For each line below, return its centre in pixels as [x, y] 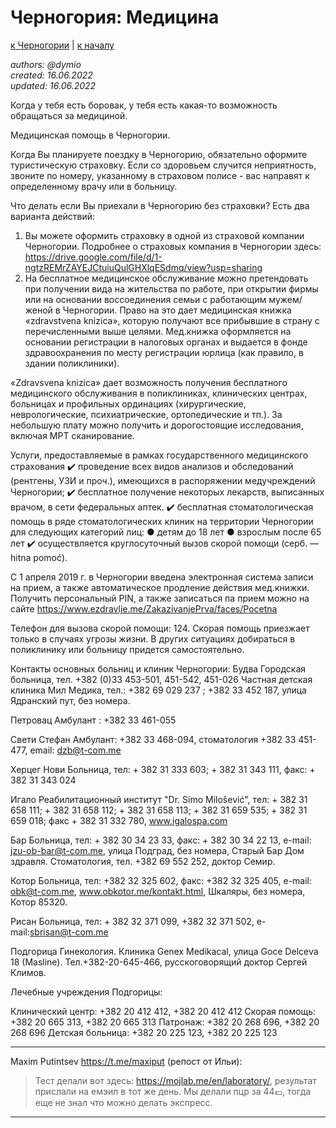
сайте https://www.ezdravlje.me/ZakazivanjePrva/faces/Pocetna [144, 608]
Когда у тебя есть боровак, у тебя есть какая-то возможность [144, 105]
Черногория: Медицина [115, 17]
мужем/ [285, 299]
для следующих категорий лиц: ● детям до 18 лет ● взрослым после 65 [166, 532]
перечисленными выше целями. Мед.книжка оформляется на [158, 331]
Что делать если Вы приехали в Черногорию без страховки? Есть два [160, 205]
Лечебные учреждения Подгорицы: [86, 992]
